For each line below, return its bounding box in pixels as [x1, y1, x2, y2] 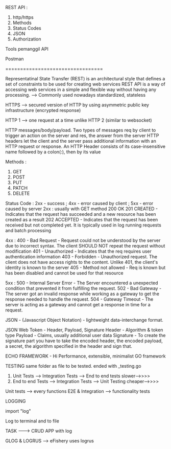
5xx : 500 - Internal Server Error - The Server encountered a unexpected [5, 280, 158, 286]
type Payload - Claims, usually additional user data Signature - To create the [5, 332, 166, 338]
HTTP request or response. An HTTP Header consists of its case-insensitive [5, 143, 166, 149]
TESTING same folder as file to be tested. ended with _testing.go [5, 363, 141, 369]
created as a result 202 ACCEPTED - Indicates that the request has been [5, 217, 158, 222]
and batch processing [5, 228, 52, 233]
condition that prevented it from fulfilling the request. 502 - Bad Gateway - [5, 285, 162, 291]
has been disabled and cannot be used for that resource [5, 270, 124, 276]
